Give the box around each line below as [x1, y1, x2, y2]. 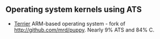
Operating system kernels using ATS [5, 5, 142, 15]
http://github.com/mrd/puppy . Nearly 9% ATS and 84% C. [13, 26, 155, 33]
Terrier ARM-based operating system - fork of [13, 20, 125, 27]
